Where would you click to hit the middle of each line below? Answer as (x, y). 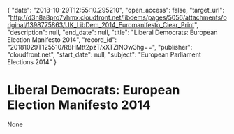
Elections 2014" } (32, 62)
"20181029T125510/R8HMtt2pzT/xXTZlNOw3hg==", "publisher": (100, 47)
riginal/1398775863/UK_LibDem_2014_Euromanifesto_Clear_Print (101, 25)
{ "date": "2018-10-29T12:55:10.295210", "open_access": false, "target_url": (116, 10)
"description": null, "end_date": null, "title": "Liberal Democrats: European (112, 32)
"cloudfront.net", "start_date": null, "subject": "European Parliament (104, 54)
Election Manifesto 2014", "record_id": (62, 40)
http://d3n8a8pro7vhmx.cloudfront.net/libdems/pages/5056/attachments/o (118, 17)
